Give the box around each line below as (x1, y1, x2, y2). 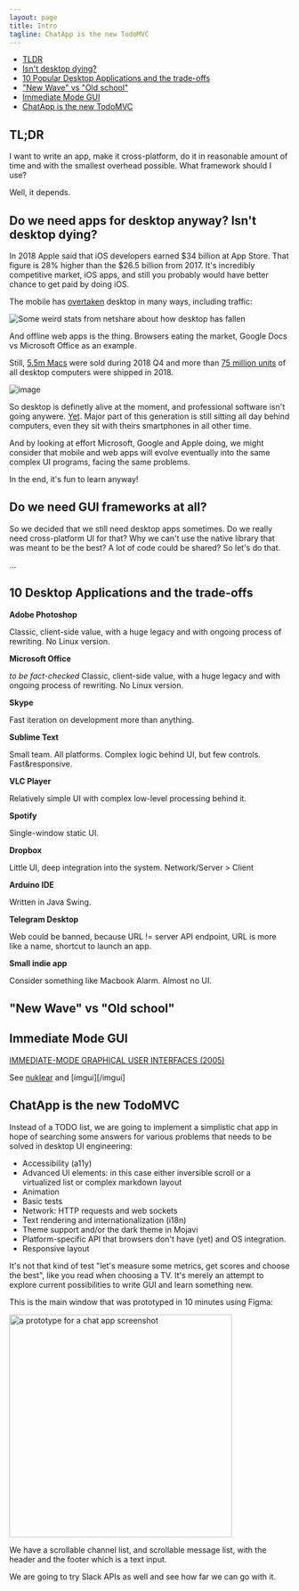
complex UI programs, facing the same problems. (9, 456, 190, 467)
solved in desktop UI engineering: (9, 1140, 133, 1151)
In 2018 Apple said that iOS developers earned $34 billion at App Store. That (9, 250, 289, 261)
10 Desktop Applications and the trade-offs (9, 586, 254, 601)
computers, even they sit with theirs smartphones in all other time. (9, 421, 252, 431)
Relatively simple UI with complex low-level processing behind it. (9, 792, 247, 803)
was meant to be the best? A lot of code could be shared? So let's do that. (9, 542, 281, 553)
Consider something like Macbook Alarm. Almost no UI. (9, 975, 212, 986)
